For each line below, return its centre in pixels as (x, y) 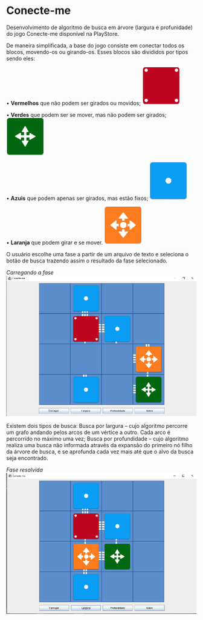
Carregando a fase (30, 272)
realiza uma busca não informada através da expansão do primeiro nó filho (99, 445)
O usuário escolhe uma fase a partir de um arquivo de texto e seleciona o (98, 254)
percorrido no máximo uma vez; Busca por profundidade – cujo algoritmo (98, 439)
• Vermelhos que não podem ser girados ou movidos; (73, 103)
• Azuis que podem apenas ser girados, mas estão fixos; (77, 198)
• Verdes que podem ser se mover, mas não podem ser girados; (86, 115)
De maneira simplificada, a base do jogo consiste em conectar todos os (95, 45)
